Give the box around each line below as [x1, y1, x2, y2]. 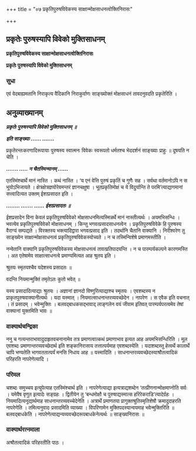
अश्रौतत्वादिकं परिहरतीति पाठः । [6, 439, 65, 446]
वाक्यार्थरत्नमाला [6, 426, 40, 434]
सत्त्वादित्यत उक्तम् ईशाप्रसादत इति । [6, 190, 74, 197]
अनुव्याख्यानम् [6, 108, 43, 118]
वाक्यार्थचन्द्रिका [6, 322, 38, 330]
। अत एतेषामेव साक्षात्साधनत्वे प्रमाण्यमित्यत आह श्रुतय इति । [6, 252, 116, 259]
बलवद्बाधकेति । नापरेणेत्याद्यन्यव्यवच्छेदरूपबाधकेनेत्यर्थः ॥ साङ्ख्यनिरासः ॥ [6, 410, 145, 417]
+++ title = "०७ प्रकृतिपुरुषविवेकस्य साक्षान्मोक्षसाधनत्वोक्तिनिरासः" [6, 6, 133, 12]
